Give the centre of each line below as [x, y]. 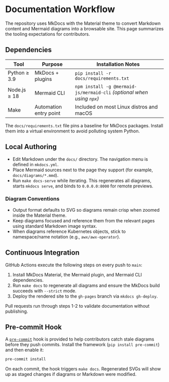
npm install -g [93, 86]
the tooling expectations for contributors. [48, 34]
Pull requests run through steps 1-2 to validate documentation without [77, 306]
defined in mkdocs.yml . [35, 164]
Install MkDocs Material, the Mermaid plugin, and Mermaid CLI [77, 274]
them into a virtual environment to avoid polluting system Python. [72, 131]
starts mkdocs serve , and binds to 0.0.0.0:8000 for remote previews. [83, 186]
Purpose [52, 64]
